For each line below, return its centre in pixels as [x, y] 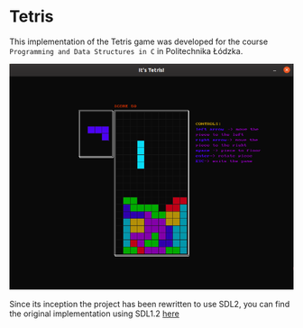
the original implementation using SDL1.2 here [95, 314]
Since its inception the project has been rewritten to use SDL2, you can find [150, 304]
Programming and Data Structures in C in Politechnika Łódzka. [126, 50]
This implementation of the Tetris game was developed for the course [139, 41]
